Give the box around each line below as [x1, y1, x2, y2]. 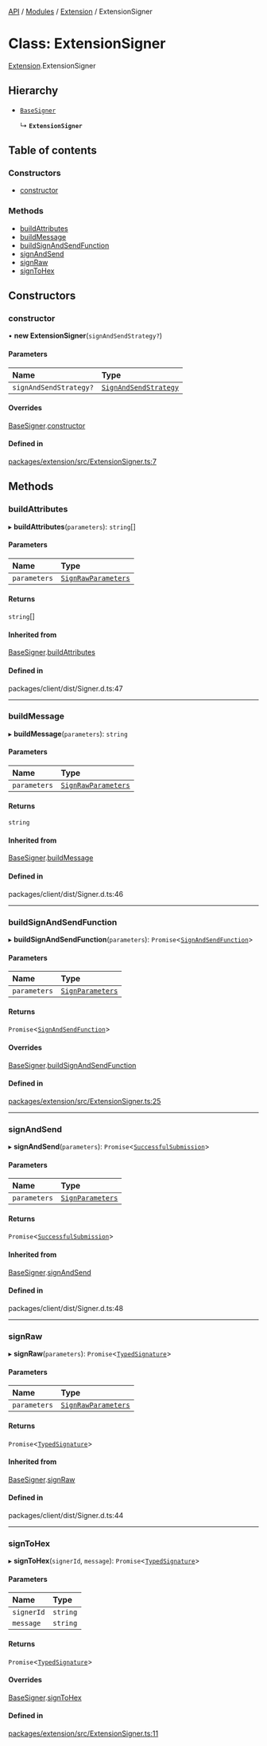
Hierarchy [8, 84, 59, 98]
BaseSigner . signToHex [8, 1693, 82, 1702]
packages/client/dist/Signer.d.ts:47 [8, 683, 123, 693]
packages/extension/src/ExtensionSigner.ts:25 [8, 1096, 161, 1106]
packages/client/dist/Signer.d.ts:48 [8, 1303, 124, 1313]
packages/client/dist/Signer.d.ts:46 [8, 889, 124, 898]
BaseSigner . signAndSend [8, 1267, 91, 1277]
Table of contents [8, 143, 97, 158]
